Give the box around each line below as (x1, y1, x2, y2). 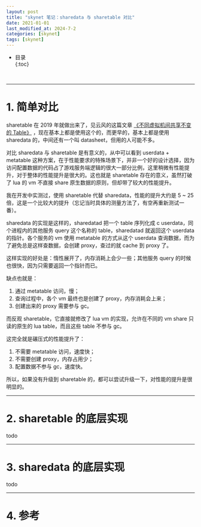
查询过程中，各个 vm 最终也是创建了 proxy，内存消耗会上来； (14, 294, 167, 302)
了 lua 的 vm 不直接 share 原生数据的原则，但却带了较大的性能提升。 (6, 179, 175, 186)
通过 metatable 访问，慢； (14, 287, 80, 294)
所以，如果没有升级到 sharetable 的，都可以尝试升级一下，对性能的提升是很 (6, 375, 193, 383)
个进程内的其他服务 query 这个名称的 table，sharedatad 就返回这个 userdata (6, 227, 194, 234)
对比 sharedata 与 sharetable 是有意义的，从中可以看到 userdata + (6, 149, 169, 156)
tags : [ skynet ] (6, 36, 44, 42)
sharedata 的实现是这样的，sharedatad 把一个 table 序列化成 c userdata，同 (6, 219, 193, 226)
